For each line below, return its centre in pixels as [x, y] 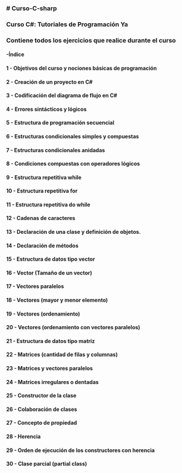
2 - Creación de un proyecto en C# [50, 82]
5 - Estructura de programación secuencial [60, 123]
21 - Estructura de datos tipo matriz [51, 341]
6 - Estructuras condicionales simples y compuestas [73, 136]
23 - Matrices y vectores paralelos [50, 369]
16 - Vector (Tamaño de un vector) [49, 273]
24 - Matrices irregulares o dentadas [53, 382]
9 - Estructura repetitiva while [44, 177]
